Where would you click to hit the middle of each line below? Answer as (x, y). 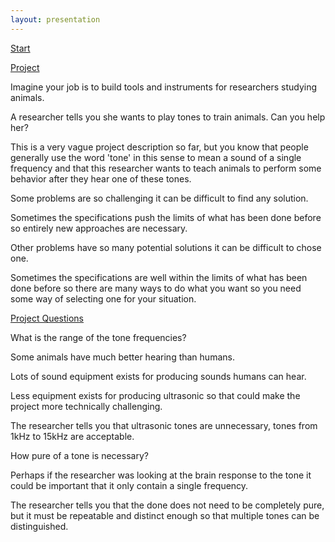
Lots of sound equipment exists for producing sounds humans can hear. (158, 376)
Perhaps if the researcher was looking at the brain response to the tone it (161, 475)
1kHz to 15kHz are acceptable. (72, 436)
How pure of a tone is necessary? (79, 455)
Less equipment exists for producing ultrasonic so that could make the (155, 395)
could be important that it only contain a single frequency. (129, 485)
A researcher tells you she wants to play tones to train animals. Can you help (168, 117)
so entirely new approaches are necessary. (99, 228)
